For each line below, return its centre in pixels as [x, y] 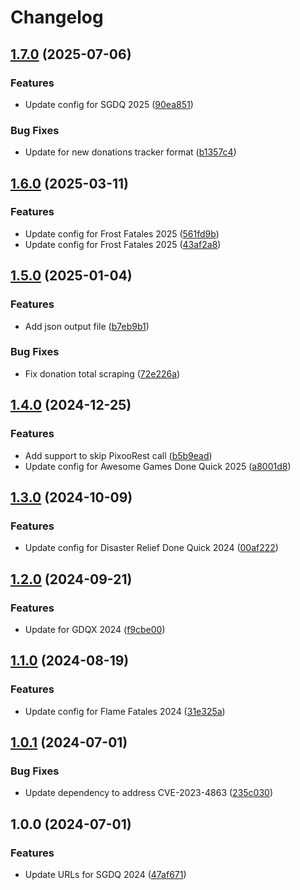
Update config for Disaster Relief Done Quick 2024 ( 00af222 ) [151, 548]
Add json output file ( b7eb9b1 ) [87, 326]
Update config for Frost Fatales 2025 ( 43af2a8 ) [123, 244]
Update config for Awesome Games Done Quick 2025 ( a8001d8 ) [158, 466]
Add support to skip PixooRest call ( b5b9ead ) [118, 455]
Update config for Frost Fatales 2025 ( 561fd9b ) [122, 233]
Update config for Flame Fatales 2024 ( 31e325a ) [125, 711]
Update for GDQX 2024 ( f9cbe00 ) [95, 629]
